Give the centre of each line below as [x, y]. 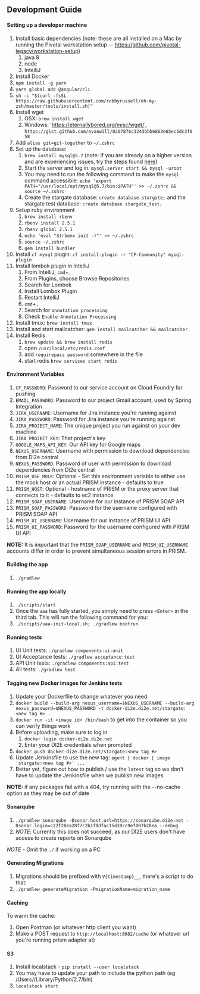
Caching [18, 902]
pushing [25, 394]
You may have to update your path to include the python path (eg [95, 973]
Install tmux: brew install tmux [54, 322]
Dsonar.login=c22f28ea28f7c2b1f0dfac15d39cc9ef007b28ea [86, 825]
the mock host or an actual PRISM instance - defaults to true [90, 482]
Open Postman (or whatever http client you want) [76, 927]
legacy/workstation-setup [47, 51]
